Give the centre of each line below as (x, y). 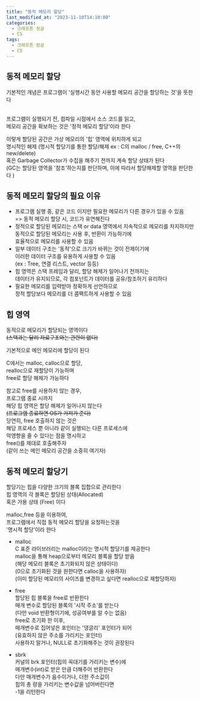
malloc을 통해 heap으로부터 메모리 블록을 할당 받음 (75, 556)
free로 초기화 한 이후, (40, 620)
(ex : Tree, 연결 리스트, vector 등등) (57, 264)
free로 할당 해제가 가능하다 (38, 378)
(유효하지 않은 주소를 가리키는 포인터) (58, 635)
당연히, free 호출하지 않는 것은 (42, 421)
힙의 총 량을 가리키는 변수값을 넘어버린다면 (65, 684)
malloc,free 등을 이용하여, (37, 515)
